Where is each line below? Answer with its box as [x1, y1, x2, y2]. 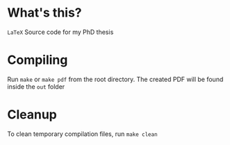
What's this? [7, 5, 82, 21]
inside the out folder [7, 82, 65, 91]
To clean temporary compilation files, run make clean [7, 130, 158, 138]
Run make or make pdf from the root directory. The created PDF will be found [7, 75, 224, 83]
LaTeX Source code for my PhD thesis [7, 28, 114, 36]
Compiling [7, 52, 68, 68]
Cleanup [7, 107, 58, 123]
